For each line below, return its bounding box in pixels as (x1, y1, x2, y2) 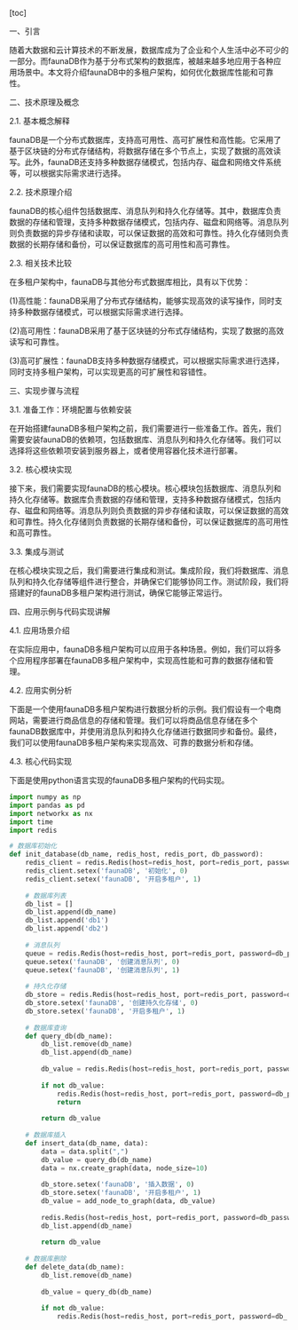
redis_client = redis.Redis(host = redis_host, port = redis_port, (25, 859, 264, 867)
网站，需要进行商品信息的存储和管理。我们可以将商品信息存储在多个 (9, 715, 258, 725)
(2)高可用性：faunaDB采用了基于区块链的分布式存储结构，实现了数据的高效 (9, 326, 285, 336)
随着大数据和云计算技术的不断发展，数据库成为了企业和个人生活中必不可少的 (9, 44, 289, 55)
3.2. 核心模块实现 (9, 464, 73, 474)
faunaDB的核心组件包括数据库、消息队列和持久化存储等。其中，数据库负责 (9, 206, 282, 216)
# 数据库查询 (25, 1023, 67, 1033)
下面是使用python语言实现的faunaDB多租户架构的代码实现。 (9, 775, 230, 785)
